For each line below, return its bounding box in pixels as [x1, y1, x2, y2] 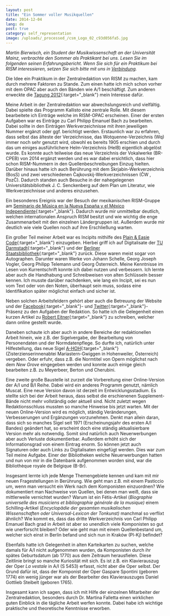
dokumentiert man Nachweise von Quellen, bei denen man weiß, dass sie [6, 488, 158, 494]
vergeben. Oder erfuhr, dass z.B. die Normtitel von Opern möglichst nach [6, 356, 158, 362]
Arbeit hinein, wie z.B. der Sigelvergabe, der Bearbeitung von [6, 334, 133, 340]
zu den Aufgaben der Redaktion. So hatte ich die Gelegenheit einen [24, 309, 164, 315]
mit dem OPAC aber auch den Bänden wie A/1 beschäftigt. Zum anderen [6, 86, 155, 92]
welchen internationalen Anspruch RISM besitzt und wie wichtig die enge [6, 213, 158, 219]
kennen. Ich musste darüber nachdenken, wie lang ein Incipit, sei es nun [6, 277, 156, 283]
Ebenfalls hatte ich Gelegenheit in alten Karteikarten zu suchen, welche [6, 542, 154, 548]
